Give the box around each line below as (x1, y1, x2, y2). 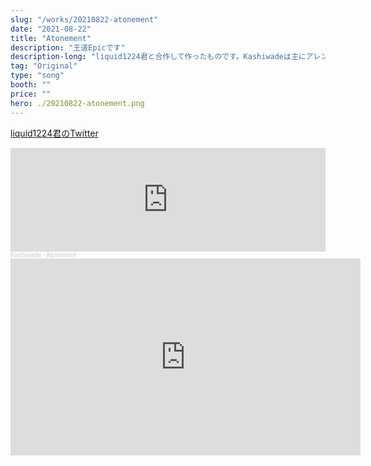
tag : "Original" (10, 61, 78, 71)
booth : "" (10, 80, 52, 90)
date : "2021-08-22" (10, 24, 92, 34)
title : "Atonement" (10, 33, 92, 43)
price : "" (10, 89, 52, 99)
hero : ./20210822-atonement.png (10, 98, 145, 108)
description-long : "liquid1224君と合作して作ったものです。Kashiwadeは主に (10, 52, 307, 62)
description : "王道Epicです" (10, 42, 126, 53)
